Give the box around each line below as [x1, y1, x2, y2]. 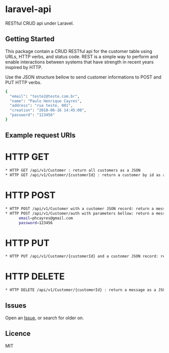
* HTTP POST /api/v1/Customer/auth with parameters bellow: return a [5, 210, 154, 216]
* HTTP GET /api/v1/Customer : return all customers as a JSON [5, 168, 141, 173]
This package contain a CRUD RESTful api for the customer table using [5, 48, 152, 54]
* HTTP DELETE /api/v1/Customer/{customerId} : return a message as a [5, 288, 156, 293]
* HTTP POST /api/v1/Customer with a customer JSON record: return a [5, 206, 154, 211]
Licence [5, 329, 31, 338]
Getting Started [5, 35, 55, 43]
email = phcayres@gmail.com [18, 216, 73, 221]
